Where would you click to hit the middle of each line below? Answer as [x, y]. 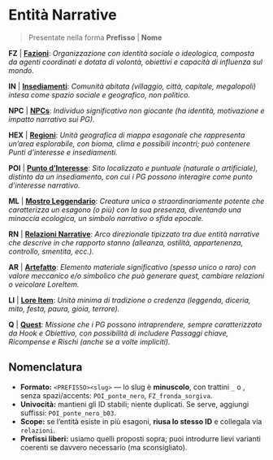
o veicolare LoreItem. [44, 284]
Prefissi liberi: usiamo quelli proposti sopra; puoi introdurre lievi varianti [141, 438]
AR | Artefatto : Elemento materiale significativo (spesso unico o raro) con [132, 267]
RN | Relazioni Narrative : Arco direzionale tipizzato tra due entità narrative [134, 234]
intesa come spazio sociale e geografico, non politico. [100, 94]
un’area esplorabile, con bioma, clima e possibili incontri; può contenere [129, 143]
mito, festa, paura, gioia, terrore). [64, 308]
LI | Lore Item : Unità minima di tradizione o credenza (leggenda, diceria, [130, 300]
